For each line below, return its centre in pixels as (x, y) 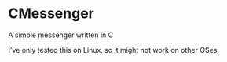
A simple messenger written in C (61, 35)
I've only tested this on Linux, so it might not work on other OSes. (114, 50)
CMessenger (51, 14)
